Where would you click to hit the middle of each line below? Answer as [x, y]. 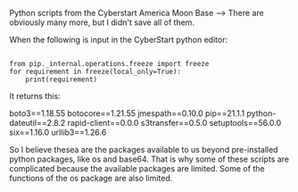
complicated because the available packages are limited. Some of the [137, 168]
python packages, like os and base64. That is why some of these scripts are [149, 159]
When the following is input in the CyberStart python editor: [119, 40]
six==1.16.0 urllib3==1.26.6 [58, 132]
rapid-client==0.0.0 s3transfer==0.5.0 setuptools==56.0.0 [174, 123]
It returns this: [35, 96]
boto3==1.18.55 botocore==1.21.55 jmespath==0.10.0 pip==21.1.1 [127, 113]
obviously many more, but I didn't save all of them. [102, 22]
